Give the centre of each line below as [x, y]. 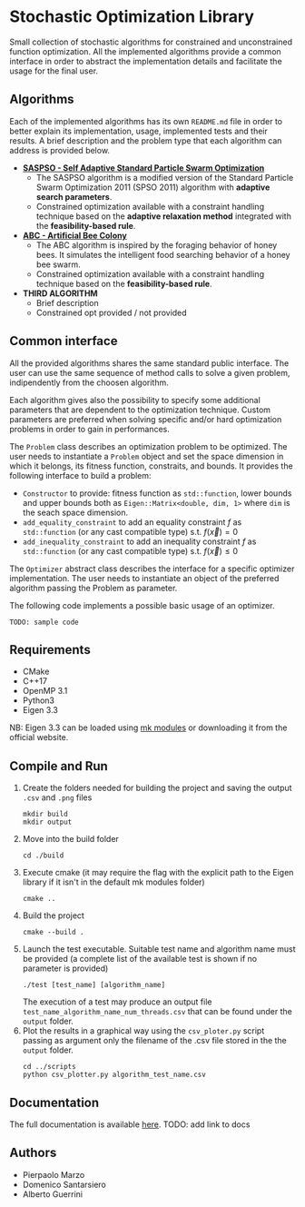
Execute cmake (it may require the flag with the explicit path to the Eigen [158, 873]
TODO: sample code [44, 622]
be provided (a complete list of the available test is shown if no [139, 959]
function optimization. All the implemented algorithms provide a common [145, 51]
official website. [39, 737]
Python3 [38, 700]
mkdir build [45, 815]
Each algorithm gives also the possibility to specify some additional [135, 400]
